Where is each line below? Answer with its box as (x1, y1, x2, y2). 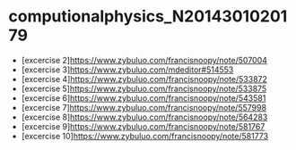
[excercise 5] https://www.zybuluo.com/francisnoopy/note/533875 (21, 83, 267, 94)
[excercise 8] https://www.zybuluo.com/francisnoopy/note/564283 (21, 112, 268, 122)
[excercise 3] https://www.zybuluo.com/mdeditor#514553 (21, 64, 234, 75)
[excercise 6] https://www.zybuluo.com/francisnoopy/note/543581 (21, 92, 266, 104)
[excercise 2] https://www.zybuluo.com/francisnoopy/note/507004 (21, 54, 268, 65)
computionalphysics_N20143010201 (8, 6, 288, 27)
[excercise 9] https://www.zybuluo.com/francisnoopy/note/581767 (21, 121, 266, 131)
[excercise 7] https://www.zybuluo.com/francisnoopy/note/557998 (21, 102, 266, 112)
